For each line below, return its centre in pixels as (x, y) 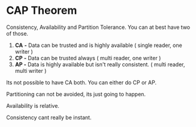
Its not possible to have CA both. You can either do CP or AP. (82, 82)
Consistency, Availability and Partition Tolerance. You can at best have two (98, 27)
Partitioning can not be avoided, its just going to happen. (76, 94)
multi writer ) (31, 70)
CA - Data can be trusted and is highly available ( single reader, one (99, 45)
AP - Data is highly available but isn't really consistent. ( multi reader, (100, 64)
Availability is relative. (33, 105)
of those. (17, 33)
